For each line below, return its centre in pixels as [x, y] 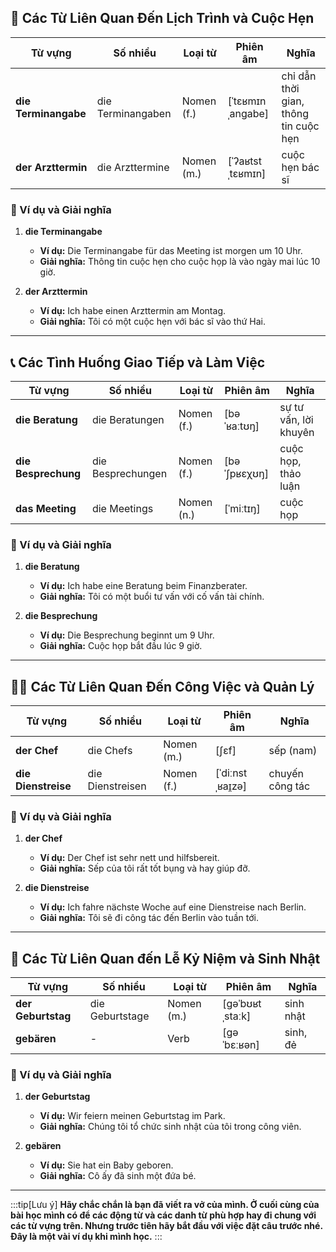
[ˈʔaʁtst [245, 161]
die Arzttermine [133, 167]
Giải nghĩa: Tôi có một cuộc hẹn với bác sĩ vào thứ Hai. [153, 322]
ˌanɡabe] [248, 113]
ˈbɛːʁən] [241, 1045]
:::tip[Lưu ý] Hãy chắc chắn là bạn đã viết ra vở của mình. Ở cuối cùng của [165, 1205]
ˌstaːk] [237, 1016]
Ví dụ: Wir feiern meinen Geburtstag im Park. [132, 1116]
